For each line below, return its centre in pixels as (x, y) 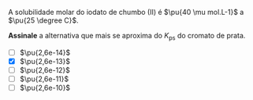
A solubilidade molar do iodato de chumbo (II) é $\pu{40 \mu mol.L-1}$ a (126, 12)
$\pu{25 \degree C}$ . (43, 20)
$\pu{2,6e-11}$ (44, 79)
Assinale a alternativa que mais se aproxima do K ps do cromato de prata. (127, 37)
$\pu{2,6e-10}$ (45, 88)
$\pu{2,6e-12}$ (45, 70)
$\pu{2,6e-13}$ (45, 61)
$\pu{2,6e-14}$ (45, 52)
